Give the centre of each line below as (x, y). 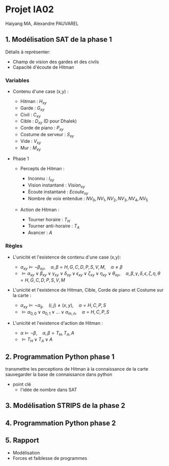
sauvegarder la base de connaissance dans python (59, 374)
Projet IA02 (30, 9)
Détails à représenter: (28, 51)
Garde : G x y (32, 108)
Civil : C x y (30, 115)
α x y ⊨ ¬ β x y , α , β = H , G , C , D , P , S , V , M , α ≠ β (71, 267)
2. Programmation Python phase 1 (60, 357)
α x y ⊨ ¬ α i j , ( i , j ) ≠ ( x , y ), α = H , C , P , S (63, 306)
